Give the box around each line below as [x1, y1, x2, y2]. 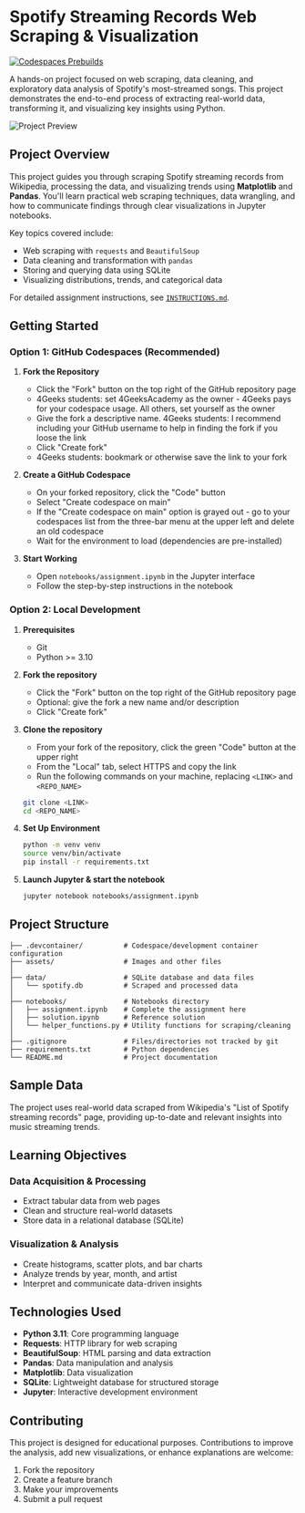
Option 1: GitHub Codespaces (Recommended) [9, 346, 220, 358]
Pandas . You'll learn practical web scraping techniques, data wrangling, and [9, 190, 296, 202]
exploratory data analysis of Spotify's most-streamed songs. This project [9, 83, 284, 94]
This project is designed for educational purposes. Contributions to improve [9, 1437, 294, 1448]
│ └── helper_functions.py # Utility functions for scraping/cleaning [9, 1021, 291, 1030]
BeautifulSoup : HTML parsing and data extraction [22, 1348, 211, 1359]
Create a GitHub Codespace [22, 470, 131, 481]
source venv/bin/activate [22, 849, 121, 858]
